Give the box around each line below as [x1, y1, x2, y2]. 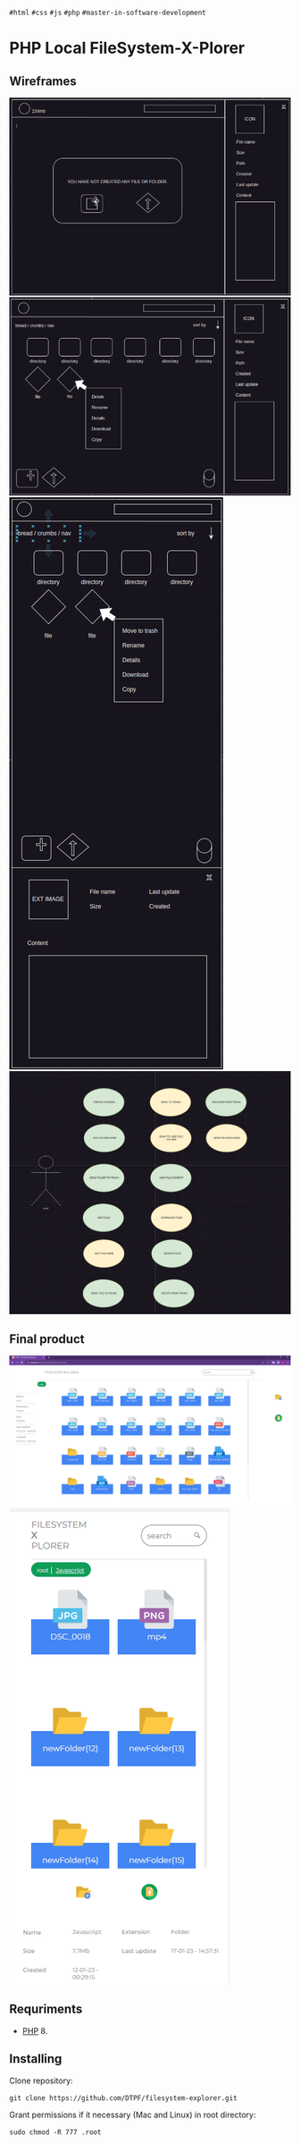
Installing [9, 2051, 62, 2067]
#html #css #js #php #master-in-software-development [9, 8, 207, 17]
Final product [9, 1331, 85, 1346]
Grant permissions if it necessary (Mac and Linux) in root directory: [9, 2109, 256, 2120]
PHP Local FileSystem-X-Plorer [9, 38, 246, 58]
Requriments [9, 2002, 83, 2017]
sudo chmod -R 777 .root [9, 2127, 102, 2137]
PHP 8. [21, 2025, 48, 2036]
